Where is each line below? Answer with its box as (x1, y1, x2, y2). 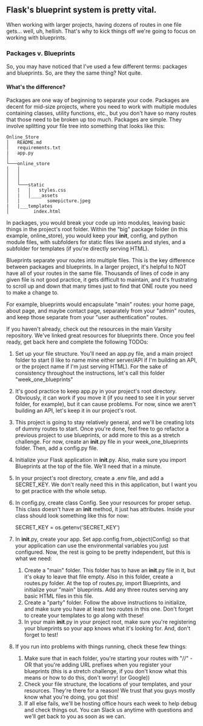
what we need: (15, 555, 53, 562)
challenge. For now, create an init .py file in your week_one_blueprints (15, 438, 188, 446)
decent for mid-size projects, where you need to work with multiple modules (6, 103, 197, 110)
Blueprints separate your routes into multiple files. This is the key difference (6, 257, 195, 264)
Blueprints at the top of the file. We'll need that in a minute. (15, 463, 162, 470)
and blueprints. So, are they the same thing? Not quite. (6, 69, 142, 76)
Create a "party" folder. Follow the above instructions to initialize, (24, 599, 187, 606)
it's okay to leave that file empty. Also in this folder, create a (24, 573, 174, 580)
